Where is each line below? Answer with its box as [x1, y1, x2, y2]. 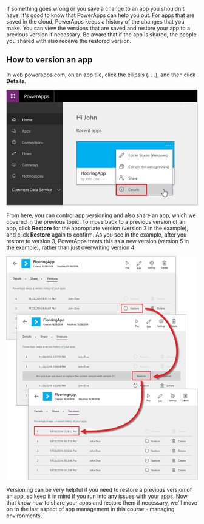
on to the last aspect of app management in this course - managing [6, 505, 175, 512]
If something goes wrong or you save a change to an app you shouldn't [6, 5, 185, 12]
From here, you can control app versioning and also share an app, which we [6, 212, 196, 219]
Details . [6, 77, 26, 84]
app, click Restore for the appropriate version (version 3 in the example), [6, 224, 189, 232]
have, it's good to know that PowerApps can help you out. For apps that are [6, 12, 195, 19]
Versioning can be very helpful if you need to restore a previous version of [6, 486, 192, 493]
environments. [6, 512, 42, 519]
